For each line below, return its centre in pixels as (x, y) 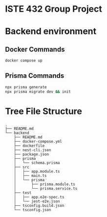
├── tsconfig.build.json (39, 206)
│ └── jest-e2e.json (37, 201)
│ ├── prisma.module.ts (45, 184)
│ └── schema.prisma (37, 163)
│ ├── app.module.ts (37, 171)
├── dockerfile (29, 146)
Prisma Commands (35, 76)
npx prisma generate (26, 87)
